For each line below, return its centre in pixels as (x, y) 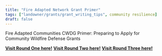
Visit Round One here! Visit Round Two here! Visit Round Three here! (79, 48)
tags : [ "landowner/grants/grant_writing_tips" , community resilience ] (81, 14)
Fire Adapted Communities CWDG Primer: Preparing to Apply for (73, 33)
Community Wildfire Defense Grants (43, 38)
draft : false (19, 19)
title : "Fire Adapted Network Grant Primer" (53, 10)
